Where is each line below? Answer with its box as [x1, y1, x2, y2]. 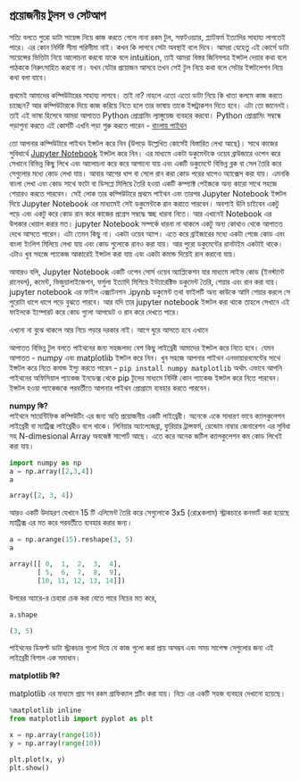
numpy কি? [9, 400, 48, 411]
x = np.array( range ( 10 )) [9, 731, 102, 740]
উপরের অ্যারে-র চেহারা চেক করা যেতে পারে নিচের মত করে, [9, 592, 157, 603]
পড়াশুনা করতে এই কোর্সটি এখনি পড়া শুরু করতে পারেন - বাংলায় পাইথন [9, 120, 187, 130]
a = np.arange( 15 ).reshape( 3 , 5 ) [9, 535, 134, 544]
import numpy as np [9, 458, 82, 467]
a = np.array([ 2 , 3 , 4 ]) [9, 466, 94, 475]
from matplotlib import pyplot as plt [9, 715, 154, 724]
